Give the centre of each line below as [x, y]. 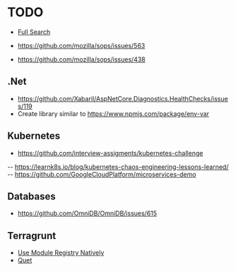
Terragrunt [32, 235]
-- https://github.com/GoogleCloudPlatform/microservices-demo [102, 174]
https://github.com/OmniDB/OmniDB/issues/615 [87, 214]
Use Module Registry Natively [61, 253]
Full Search [34, 32]
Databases [32, 196]
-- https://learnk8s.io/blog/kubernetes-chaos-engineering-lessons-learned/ [118, 166]
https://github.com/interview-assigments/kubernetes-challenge [110, 153]
